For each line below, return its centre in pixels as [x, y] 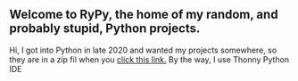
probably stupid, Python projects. [105, 29]
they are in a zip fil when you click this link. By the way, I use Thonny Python [149, 59]
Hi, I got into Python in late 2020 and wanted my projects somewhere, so [143, 50]
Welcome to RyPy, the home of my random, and [144, 15]
